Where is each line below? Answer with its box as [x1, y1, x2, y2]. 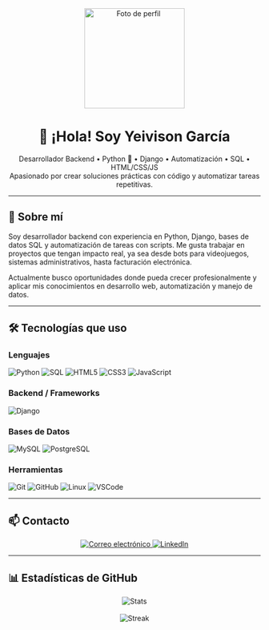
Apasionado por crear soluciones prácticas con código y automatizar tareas [9, 171, 260, 180]
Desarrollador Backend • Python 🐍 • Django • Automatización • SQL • [18, 154, 251, 164]
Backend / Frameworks [8, 388, 100, 399]
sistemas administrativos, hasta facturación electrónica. [8, 256, 192, 267]
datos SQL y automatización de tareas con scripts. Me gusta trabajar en [8, 240, 246, 249]
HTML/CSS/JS [110, 162, 159, 172]
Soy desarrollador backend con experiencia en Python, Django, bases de [8, 232, 250, 241]
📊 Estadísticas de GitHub [8, 571, 139, 584]
